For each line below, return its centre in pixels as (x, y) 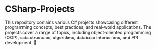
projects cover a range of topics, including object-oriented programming (78, 32)
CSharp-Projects (40, 9)
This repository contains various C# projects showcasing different (72, 22)
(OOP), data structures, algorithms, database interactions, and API (72, 37)
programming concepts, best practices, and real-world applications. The (78, 27)
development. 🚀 (21, 42)
